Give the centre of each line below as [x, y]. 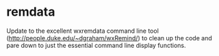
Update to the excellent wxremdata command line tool [82, 31]
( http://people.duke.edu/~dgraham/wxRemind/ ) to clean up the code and [109, 38]
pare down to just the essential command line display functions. [96, 45]
